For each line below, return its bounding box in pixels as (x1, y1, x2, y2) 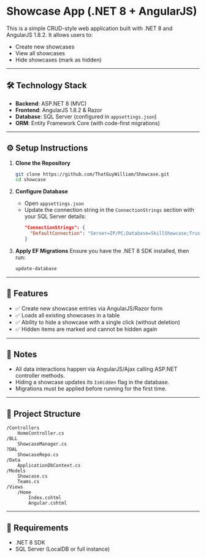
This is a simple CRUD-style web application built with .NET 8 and (6, 25, 173, 32)
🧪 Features (6, 289, 48, 299)
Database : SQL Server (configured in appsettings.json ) (15, 112, 157, 120)
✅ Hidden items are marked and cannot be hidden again (15, 325, 158, 333)
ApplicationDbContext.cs (17, 462, 81, 469)
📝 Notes (6, 349, 37, 360)
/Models (6, 468, 26, 474)
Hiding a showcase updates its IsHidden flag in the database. (15, 379, 170, 386)
